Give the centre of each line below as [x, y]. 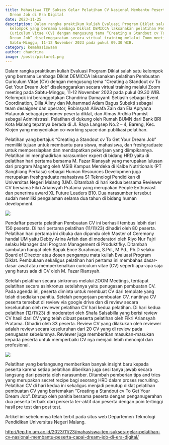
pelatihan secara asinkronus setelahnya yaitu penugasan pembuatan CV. [80, 286]
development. [19, 204]
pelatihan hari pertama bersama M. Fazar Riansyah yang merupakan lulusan [84, 161]
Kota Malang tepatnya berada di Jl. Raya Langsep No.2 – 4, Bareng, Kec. [80, 124]
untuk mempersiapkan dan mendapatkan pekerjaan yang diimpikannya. [79, 150]
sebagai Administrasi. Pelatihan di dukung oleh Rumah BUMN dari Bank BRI [83, 119]
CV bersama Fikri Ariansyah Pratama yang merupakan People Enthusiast [80, 188]
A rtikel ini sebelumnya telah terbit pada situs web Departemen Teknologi [80, 417]
